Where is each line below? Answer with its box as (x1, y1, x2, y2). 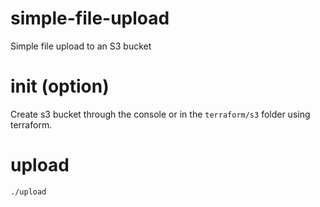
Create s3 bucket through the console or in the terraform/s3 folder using (10, 108, 311, 120)
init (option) (10, 75, 110, 98)
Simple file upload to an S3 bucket (10, 40, 152, 52)
